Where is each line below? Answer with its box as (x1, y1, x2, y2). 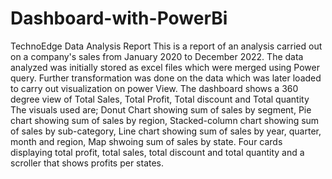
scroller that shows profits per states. (10, 157, 165, 169)
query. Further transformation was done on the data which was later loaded (10, 72, 322, 84)
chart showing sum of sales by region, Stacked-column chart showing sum (10, 114, 320, 126)
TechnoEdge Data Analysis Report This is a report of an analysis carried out (10, 40, 323, 52)
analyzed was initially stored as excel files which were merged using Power (10, 61, 321, 73)
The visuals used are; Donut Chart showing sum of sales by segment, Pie (10, 103, 312, 116)
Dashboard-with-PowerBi (10, 7, 228, 30)
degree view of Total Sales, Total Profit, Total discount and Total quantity (10, 93, 310, 105)
